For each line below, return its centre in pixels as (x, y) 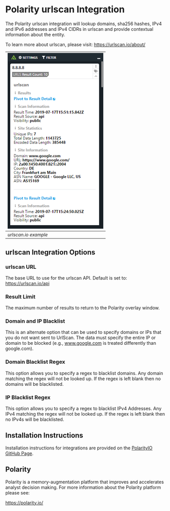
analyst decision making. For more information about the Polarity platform (83, 487)
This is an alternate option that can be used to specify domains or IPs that (83, 332)
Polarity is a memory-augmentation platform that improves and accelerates (85, 482)
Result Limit (21, 297)
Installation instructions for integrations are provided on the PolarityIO (79, 448)
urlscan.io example (27, 234)
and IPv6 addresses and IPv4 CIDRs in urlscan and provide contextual (79, 29)
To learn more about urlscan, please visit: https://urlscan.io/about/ (75, 44)
